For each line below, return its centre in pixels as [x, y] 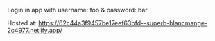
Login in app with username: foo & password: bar [77, 10]
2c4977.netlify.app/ [35, 30]
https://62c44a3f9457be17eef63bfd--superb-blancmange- [123, 23]
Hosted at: [22, 23]
